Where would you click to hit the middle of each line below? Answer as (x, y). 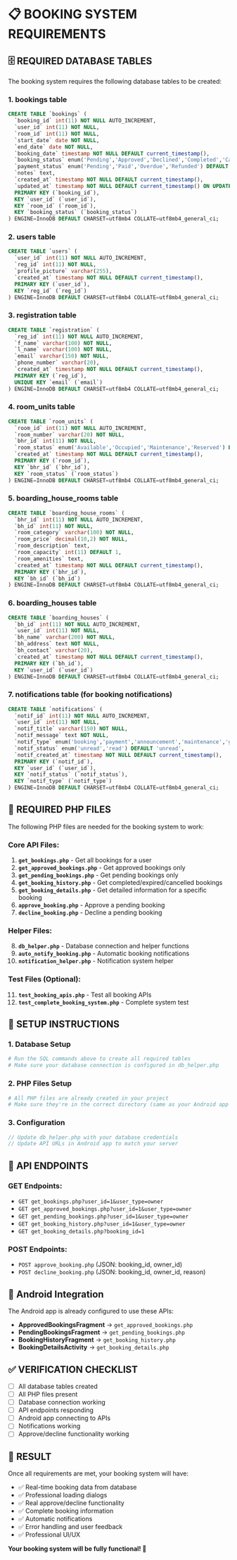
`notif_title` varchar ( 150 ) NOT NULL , (71, 729)
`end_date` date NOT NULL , (54, 147)
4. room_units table (42, 407)
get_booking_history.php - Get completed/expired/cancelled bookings (120, 883)
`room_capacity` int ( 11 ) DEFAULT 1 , (68, 553)
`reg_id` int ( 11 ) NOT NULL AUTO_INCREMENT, (79, 336)
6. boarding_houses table (52, 603)
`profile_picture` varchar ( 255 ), (63, 271)
